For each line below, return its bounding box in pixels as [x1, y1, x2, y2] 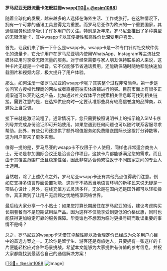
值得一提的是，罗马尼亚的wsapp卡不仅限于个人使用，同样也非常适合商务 [5, 144, 154, 150]
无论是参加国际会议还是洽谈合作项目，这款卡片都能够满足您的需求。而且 [13, 151, 162, 156]
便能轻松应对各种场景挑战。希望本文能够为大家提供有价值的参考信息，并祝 [9, 244, 162, 250]
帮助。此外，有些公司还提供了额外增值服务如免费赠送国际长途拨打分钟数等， [5, 128, 162, 134]
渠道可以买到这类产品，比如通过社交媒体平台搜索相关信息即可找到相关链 [9, 92, 158, 98]
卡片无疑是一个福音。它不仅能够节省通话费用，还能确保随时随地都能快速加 [9, 63, 162, 69]
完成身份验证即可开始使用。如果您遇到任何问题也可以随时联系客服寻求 [18, 122, 162, 127]
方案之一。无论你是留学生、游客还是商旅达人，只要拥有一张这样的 [22, 238, 158, 244]
